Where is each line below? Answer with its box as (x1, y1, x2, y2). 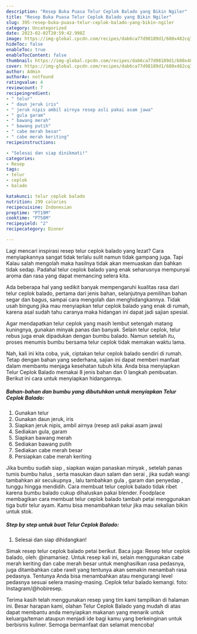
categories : (6, 155, 35, 161)
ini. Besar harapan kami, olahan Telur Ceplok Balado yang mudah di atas (6, 602, 181, 609)
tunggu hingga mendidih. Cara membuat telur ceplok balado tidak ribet (6, 483, 177, 490)
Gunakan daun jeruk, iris (14, 415, 74, 422)
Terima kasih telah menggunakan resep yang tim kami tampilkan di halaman (6, 596, 189, 603)
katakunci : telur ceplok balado (6, 193, 85, 199)
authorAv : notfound (6, 74, 54, 80)
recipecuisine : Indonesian (6, 204, 72, 210)
